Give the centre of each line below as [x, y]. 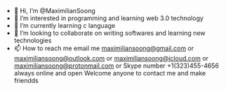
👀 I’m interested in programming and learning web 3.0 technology [108, 18]
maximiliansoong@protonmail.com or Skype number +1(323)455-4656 [117, 66]
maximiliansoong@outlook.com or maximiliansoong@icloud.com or [111, 58]
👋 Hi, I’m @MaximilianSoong [55, 11]
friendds [26, 81]
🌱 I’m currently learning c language [65, 25]
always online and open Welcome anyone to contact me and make [109, 73]
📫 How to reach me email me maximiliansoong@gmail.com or [104, 48]
